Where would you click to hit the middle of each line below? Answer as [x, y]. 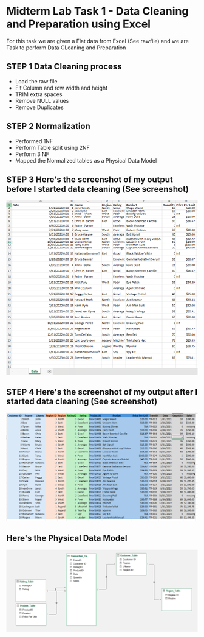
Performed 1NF [34, 141]
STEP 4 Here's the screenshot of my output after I [102, 392]
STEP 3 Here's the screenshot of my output [90, 179]
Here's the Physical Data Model [67, 538]
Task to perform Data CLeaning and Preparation [66, 48]
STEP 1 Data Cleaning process [64, 67]
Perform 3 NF [32, 154]
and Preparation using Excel [78, 24]
